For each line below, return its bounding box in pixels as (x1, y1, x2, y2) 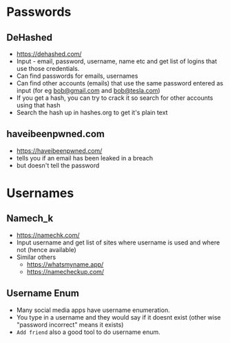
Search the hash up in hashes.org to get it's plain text (16, 108, 168, 116)
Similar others (16, 253, 56, 261)
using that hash (16, 101, 61, 109)
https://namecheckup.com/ (26, 267, 105, 276)
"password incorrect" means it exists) (16, 320, 124, 329)
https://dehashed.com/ (16, 50, 82, 58)
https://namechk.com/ (16, 231, 80, 239)
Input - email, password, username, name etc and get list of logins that (16, 57, 218, 65)
